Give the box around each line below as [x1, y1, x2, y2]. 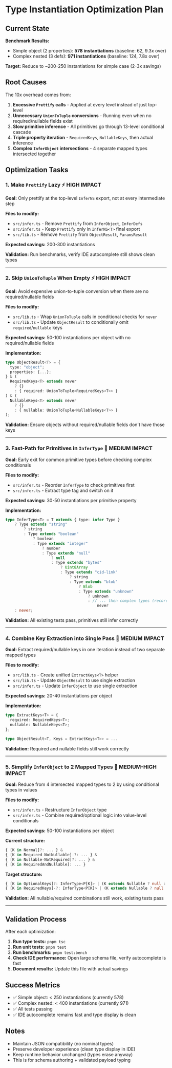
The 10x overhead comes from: [5, 91, 71, 98]
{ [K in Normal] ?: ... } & [5, 848, 63, 853]
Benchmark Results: [5, 38, 50, 44]
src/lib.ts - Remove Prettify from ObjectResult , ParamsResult [12, 231, 147, 237]
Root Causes [5, 78, 47, 87]
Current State [5, 24, 50, 33]
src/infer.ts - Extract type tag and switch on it [12, 487, 114, 493]
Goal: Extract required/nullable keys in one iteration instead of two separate [5, 647, 165, 653]
